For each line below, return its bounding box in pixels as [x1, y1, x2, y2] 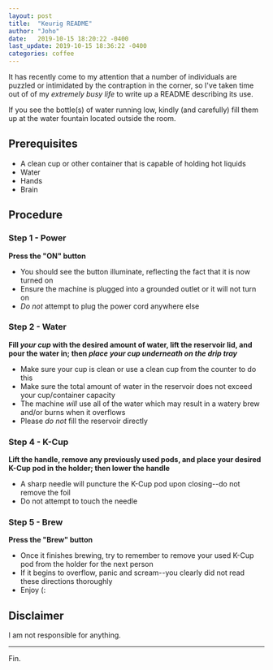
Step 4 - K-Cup [8, 436, 69, 447]
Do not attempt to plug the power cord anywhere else [19, 301, 200, 311]
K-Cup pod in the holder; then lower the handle [8, 464, 171, 473]
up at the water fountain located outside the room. [8, 114, 176, 123]
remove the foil [19, 488, 71, 498]
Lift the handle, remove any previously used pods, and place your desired [8, 455, 262, 465]
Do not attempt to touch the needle [19, 496, 138, 506]
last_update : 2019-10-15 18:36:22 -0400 [8, 42, 148, 50]
